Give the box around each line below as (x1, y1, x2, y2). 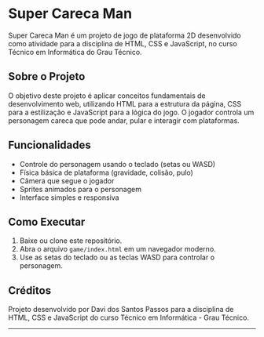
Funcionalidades (8, 139, 92, 152)
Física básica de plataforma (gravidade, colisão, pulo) (19, 168, 194, 177)
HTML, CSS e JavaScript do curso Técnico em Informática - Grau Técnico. (8, 313, 250, 322)
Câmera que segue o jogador (19, 176, 115, 185)
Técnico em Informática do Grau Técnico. (8, 47, 143, 56)
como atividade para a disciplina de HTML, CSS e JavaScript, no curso (8, 38, 237, 48)
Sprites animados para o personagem (19, 184, 141, 194)
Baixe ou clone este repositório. (19, 236, 123, 245)
